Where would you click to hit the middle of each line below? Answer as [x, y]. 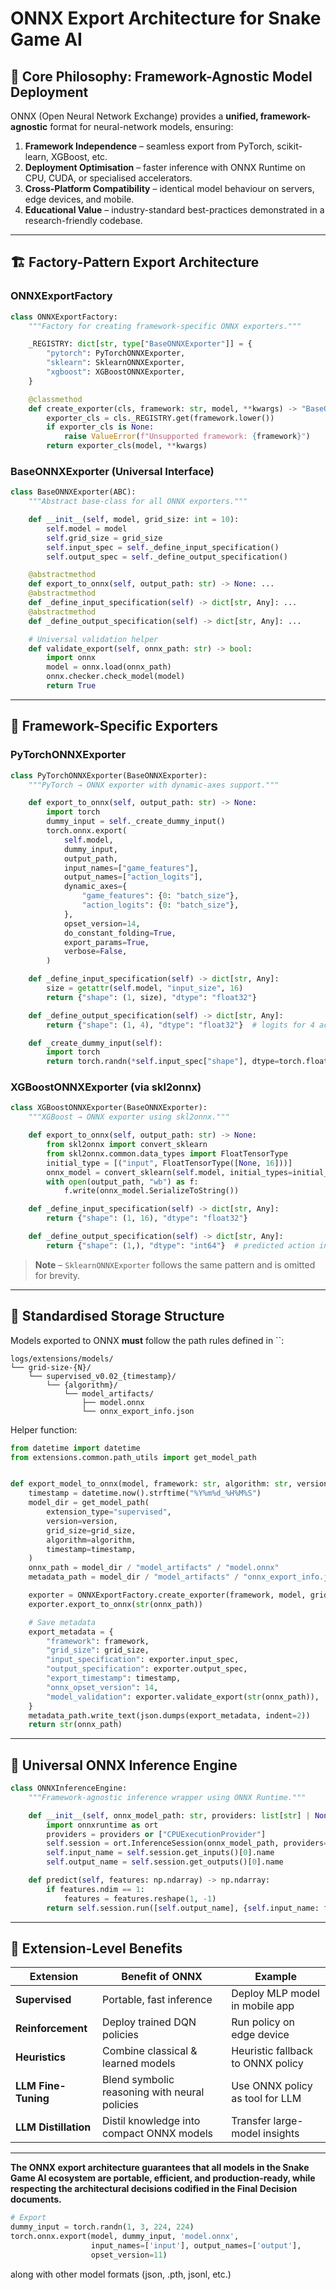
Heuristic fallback [272, 2051]
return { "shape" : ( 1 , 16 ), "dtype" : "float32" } [147, 1218]
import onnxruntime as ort [102, 1825]
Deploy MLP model [275, 1994]
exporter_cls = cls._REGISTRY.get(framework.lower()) [160, 418]
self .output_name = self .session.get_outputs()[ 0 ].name [165, 1862]
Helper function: [44, 1429]
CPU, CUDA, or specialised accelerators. [108, 178]
